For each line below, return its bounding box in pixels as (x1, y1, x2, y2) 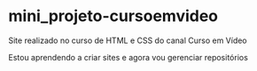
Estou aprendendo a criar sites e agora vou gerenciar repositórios (8, 52, 249, 62)
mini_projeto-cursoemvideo (8, 6, 219, 26)
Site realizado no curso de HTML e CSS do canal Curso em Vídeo (8, 35, 247, 46)
